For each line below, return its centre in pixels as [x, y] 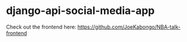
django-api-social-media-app [80, 11]
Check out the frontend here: [41, 27]
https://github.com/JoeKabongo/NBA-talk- [129, 27]
